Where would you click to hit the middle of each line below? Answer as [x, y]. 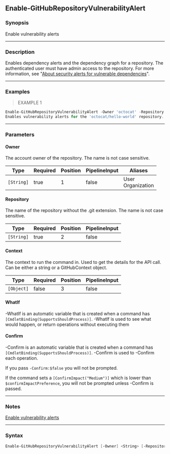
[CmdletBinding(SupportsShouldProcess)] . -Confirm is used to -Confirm [80, 352]
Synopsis [17, 23]
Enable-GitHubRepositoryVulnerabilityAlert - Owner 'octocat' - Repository [85, 112]
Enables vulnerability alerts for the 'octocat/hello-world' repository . [85, 117]
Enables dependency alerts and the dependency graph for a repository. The [84, 63]
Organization [139, 186]
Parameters [20, 134]
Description [20, 52]
